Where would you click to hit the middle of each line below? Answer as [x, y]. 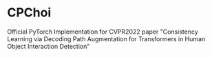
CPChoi [29, 13]
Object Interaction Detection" [49, 46]
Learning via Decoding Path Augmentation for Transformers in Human [106, 38]
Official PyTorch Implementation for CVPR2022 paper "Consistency [103, 32]
